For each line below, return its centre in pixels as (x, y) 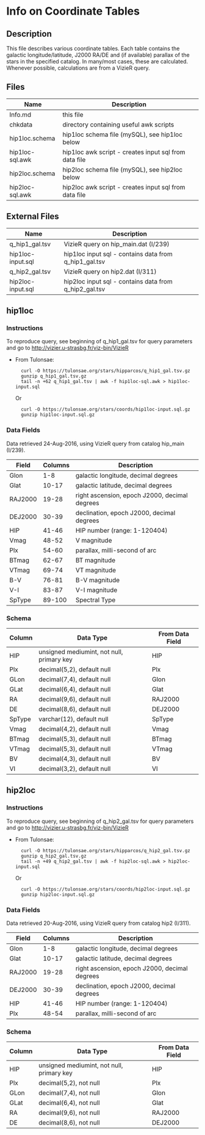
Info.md (20, 114)
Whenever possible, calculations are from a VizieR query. (78, 68)
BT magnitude (95, 560)
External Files (33, 217)
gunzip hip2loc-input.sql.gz (58, 894)
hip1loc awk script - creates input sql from (124, 152)
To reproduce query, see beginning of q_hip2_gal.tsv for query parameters (100, 821)
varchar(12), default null (74, 719)
